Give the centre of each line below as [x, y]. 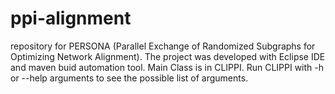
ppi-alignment [71, 18]
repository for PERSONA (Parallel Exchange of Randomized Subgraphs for [163, 46]
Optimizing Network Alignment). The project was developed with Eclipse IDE [168, 56]
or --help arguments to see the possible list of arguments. [129, 78]
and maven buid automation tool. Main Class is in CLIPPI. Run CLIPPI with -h [167, 67]
